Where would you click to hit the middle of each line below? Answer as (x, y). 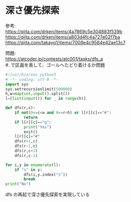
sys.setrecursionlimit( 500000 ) (39, 89)
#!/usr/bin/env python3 (31, 75)
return (31, 117)
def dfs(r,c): (21, 108)
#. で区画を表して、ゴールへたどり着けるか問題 (55, 65)
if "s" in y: (29, 170)
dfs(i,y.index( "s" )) (46, 175)
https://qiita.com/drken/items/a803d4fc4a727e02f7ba (63, 37)
